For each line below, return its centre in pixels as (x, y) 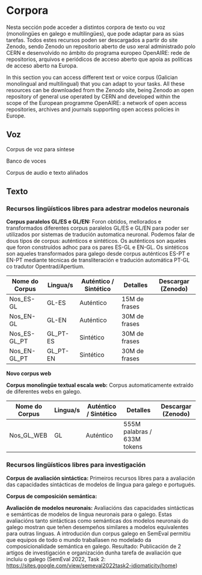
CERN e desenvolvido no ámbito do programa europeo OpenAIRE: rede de (98, 52)
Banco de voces (26, 161)
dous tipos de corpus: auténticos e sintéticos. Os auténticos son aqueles (96, 241)
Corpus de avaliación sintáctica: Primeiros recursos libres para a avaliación (101, 478)
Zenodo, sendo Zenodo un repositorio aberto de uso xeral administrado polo (101, 46)
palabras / (137, 432)
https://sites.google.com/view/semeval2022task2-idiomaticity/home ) (92, 565)
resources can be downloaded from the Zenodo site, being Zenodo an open (100, 90)
